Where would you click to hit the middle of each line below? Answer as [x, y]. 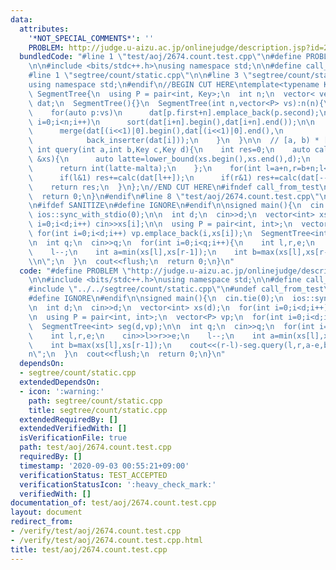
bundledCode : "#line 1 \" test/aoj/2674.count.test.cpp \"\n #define [160, 57]
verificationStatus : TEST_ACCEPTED [93, 475]
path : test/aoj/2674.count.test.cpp [95, 447]
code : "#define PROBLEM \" [75, 271]
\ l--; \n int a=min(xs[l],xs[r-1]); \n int [138, 252]
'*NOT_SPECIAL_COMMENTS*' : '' [91, 38]
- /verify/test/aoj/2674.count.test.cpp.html [106, 540]
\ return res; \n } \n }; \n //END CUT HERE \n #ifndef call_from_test [174, 187]
